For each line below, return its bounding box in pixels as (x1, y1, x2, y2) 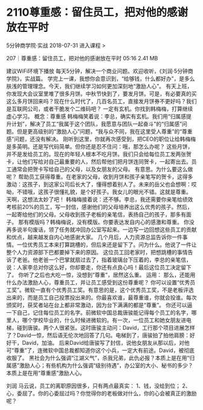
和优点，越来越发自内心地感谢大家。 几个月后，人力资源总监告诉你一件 (6, 233, 182, 240)
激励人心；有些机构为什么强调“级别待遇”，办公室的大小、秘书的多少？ (19, 362, 193, 369)
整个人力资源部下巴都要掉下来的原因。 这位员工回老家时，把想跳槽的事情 (6, 248, 188, 255)
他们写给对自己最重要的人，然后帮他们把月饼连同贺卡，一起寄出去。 (22, 158, 192, 165)
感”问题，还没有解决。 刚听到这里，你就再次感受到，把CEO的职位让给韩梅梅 (6, 135, 196, 143)
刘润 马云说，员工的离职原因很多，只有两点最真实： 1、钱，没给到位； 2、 (6, 382, 192, 389)
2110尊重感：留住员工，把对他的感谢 (6, 5, 188, 19)
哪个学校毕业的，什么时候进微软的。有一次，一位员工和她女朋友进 (22, 316, 186, 324)
